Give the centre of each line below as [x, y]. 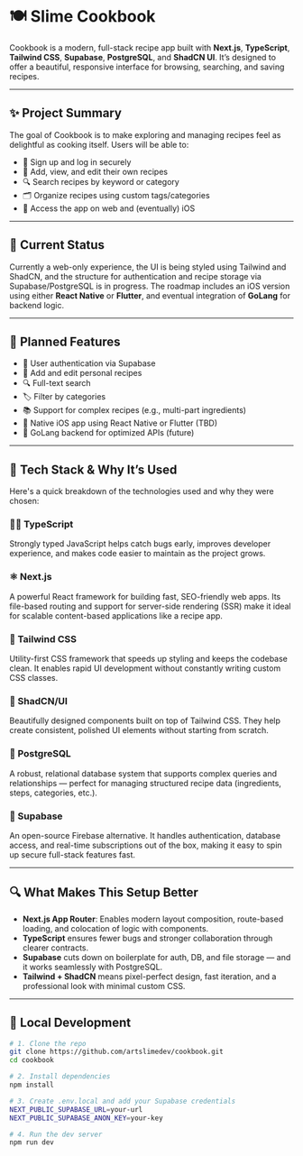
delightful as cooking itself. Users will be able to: [99, 144]
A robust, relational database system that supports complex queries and [143, 773]
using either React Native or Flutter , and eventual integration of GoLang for [150, 295]
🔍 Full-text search [57, 383]
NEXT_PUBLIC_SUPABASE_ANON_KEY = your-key [87, 1118]
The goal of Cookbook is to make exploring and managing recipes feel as [145, 134]
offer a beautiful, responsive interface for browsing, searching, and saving [147, 67]
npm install [32, 1085]
